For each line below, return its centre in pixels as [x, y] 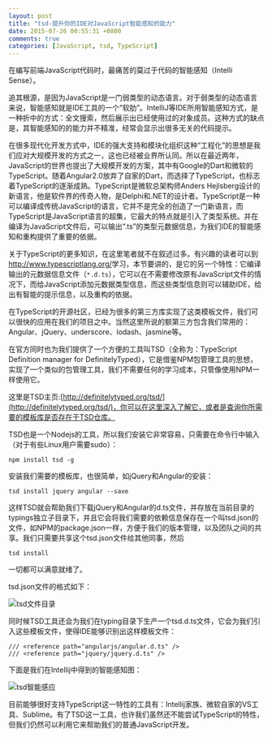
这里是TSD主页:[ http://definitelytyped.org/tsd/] [87, 397]
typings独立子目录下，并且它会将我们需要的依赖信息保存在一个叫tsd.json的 [134, 518]
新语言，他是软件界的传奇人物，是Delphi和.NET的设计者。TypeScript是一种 [134, 196]
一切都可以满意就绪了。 [47, 570]
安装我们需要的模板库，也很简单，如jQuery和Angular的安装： [111, 476]
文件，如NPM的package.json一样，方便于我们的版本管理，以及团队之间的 [132, 528]
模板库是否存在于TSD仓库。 [69, 417]
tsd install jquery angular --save [69, 492]
